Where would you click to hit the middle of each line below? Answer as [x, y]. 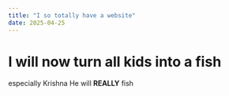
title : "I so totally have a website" [72, 15]
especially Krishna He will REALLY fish [71, 83]
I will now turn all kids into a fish [115, 62]
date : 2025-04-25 [37, 23]
